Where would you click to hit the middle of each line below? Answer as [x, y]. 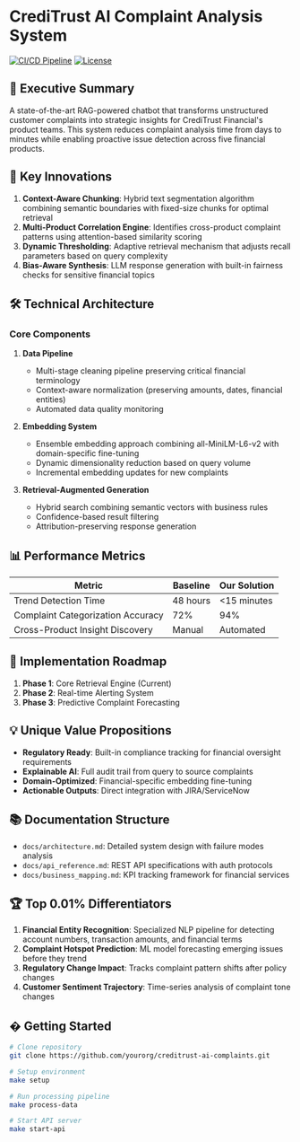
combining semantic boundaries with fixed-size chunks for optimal [145, 207]
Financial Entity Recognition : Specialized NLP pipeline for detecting [148, 930]
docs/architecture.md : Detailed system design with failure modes [143, 846]
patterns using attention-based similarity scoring [112, 236]
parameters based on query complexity [95, 255]
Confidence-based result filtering [97, 517]
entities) [51, 400]
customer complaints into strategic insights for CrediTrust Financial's [136, 119]
